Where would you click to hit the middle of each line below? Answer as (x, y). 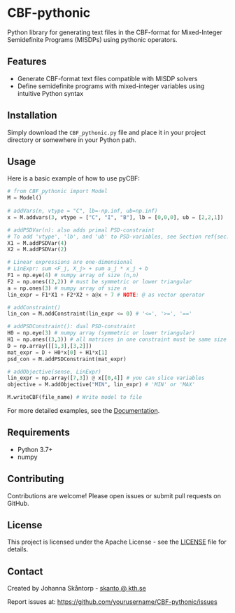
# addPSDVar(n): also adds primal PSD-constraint (81, 230)
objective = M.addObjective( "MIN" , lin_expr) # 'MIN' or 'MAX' (101, 385)
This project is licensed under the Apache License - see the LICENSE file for (117, 542)
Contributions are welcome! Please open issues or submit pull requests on (114, 495)
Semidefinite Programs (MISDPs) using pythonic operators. (92, 39)
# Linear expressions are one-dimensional (70, 262)
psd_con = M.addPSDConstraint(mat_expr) (67, 359)
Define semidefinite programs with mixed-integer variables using (111, 86)
